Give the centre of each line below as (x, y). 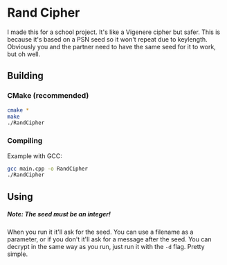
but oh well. (24, 54)
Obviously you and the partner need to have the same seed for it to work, (111, 46)
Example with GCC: (35, 156)
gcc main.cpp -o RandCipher (48, 169)
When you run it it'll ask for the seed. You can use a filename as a (100, 232)
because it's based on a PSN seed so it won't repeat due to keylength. (107, 39)
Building (25, 76)
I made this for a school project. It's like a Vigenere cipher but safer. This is (113, 32)
